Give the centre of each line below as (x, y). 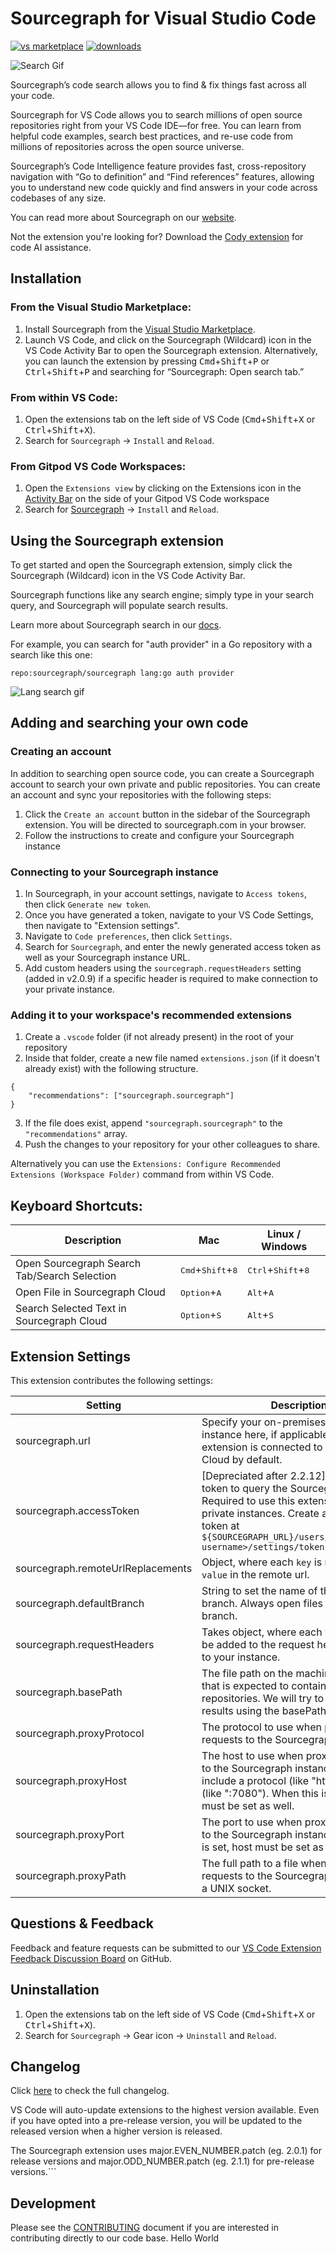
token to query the (244, 1488)
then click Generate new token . (88, 904)
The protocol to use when (262, 1727)
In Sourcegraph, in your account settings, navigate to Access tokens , (165, 894)
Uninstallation (55, 1990)
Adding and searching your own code (129, 723)
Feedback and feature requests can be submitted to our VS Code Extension (166, 1948)
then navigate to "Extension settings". (102, 926)
